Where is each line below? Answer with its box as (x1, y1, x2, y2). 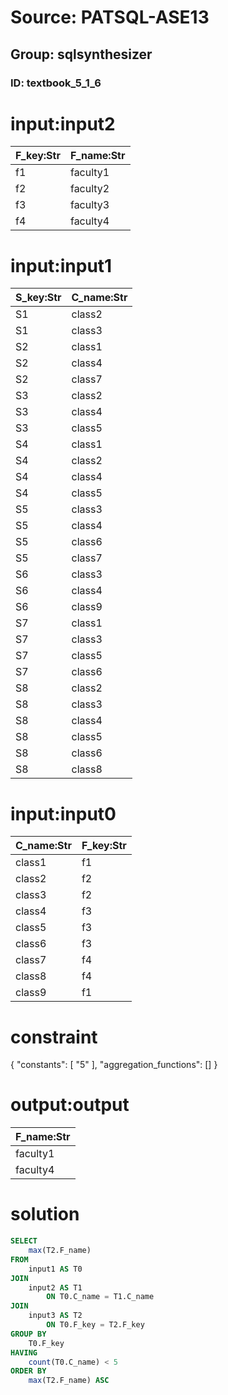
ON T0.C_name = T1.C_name (46, 1292, 155, 1302)
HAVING (10, 1347, 38, 1358)
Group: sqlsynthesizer (10, 46, 153, 63)
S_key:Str (15, 291, 62, 305)
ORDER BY (10, 1366, 47, 1376)
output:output (10, 1094, 130, 1116)
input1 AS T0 (28, 1264, 83, 1274)
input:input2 (10, 112, 116, 135)
